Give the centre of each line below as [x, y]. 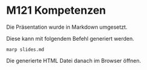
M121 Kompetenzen [56, 10]
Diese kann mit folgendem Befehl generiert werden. [70, 38]
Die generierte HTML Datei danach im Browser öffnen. [74, 60]
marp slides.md [25, 49]
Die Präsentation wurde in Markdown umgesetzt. [67, 27]
